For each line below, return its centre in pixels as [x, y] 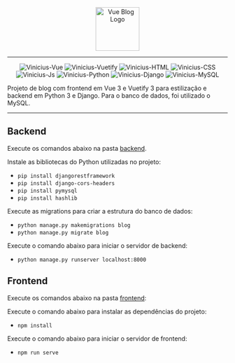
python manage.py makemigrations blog [74, 225]
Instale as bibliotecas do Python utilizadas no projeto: [84, 162]
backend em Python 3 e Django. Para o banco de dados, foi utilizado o [109, 96]
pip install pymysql [47, 191]
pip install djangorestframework [66, 176]
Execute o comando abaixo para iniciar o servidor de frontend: [97, 339]
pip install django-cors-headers [66, 183]
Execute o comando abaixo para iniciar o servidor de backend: [97, 245]
